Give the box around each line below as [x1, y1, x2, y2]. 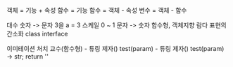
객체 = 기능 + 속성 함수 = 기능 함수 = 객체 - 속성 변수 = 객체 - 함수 [6, 6, 187, 14]
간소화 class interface [6, 30, 68, 38]
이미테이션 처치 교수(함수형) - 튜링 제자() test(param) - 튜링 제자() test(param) [6, 45, 225, 52]
